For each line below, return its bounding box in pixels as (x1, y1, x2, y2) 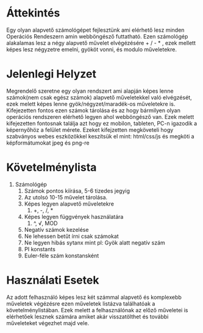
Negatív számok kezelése (24, 226, 89, 233)
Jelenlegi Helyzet (6, 67, 96, 81)
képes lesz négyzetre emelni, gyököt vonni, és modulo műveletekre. (6, 46, 177, 53)
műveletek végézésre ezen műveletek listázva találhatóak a (6, 299, 155, 307)
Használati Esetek (6, 273, 99, 287)
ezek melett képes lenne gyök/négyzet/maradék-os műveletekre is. (6, 100, 176, 107)
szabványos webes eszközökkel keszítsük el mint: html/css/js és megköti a (6, 132, 194, 140)
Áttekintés (6, 6, 60, 20)
